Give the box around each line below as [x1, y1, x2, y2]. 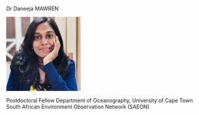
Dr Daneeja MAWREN [6, 5, 59, 12]
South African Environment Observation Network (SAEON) [6, 103, 150, 110]
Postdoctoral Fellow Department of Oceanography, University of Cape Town [6, 97, 193, 104]
